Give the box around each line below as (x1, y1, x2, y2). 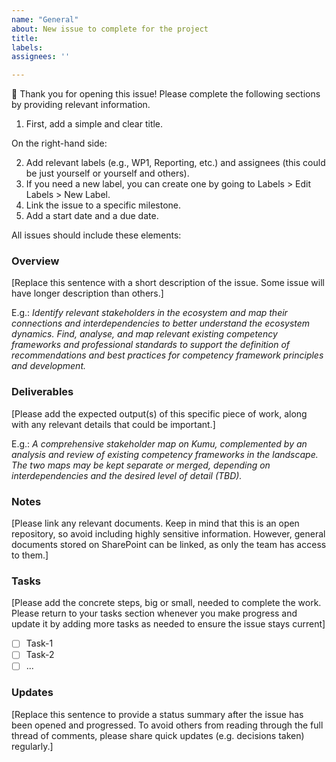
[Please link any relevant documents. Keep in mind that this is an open (11, 517, 300, 530)
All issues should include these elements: (11, 229, 182, 241)
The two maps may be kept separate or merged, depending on (11, 459, 271, 471)
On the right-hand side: (11, 137, 108, 150)
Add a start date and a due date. (25, 210, 159, 222)
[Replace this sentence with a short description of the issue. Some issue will (11, 277, 325, 289)
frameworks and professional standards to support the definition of (11, 339, 291, 351)
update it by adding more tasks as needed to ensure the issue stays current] (11, 618, 326, 630)
